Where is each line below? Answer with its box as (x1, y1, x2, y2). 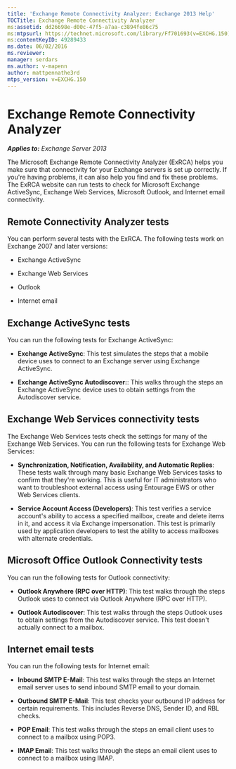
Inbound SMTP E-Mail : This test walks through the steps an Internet (17, 675, 216, 684)
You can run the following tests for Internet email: (7, 662, 150, 670)
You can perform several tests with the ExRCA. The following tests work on (7, 235, 225, 243)
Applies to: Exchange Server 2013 (7, 144, 107, 153)
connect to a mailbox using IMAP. (17, 754, 114, 763)
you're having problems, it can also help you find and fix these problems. (7, 173, 218, 182)
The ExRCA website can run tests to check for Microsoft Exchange (7, 180, 200, 189)
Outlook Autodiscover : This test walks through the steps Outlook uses (17, 608, 223, 616)
